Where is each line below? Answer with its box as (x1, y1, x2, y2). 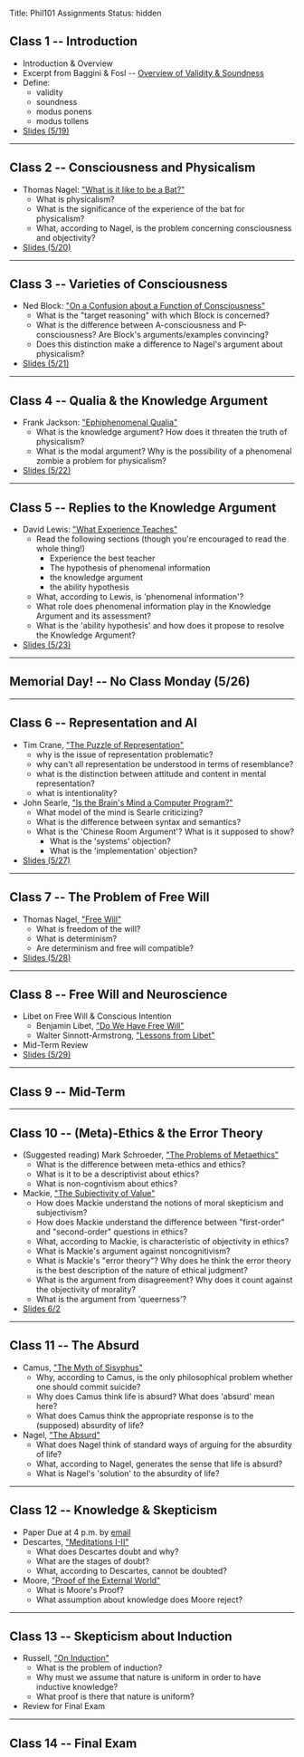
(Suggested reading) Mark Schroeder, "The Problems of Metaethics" (22, 1149, 279, 1160)
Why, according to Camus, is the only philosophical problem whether (35, 1371, 294, 1382)
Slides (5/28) (22, 952, 71, 963)
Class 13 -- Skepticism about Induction (9, 1628, 233, 1644)
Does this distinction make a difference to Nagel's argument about (35, 339, 283, 350)
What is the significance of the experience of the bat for (35, 203, 245, 214)
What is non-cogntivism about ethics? (35, 1177, 178, 1189)
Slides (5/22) (22, 466, 71, 476)
